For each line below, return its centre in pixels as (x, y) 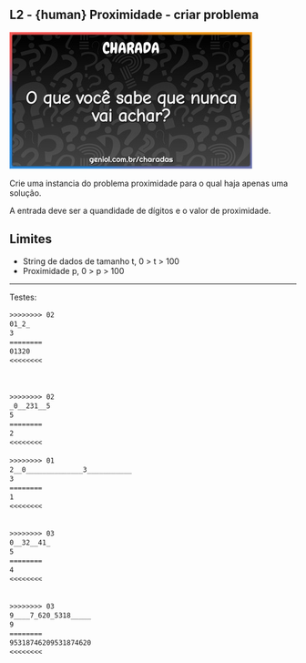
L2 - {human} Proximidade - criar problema (134, 15)
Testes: (23, 297)
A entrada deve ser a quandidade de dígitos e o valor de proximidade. (140, 210)
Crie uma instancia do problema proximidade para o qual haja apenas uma (149, 183)
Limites (31, 239)
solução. (25, 193)
